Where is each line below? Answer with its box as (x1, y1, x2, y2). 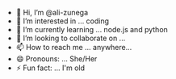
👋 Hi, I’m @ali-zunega (15, 8, 89, 17)
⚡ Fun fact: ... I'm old (15, 63, 86, 73)
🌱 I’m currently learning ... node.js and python (15, 25, 168, 34)
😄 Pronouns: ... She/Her (15, 54, 98, 64)
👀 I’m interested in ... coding (15, 16, 110, 26)
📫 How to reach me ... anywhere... (15, 43, 132, 52)
